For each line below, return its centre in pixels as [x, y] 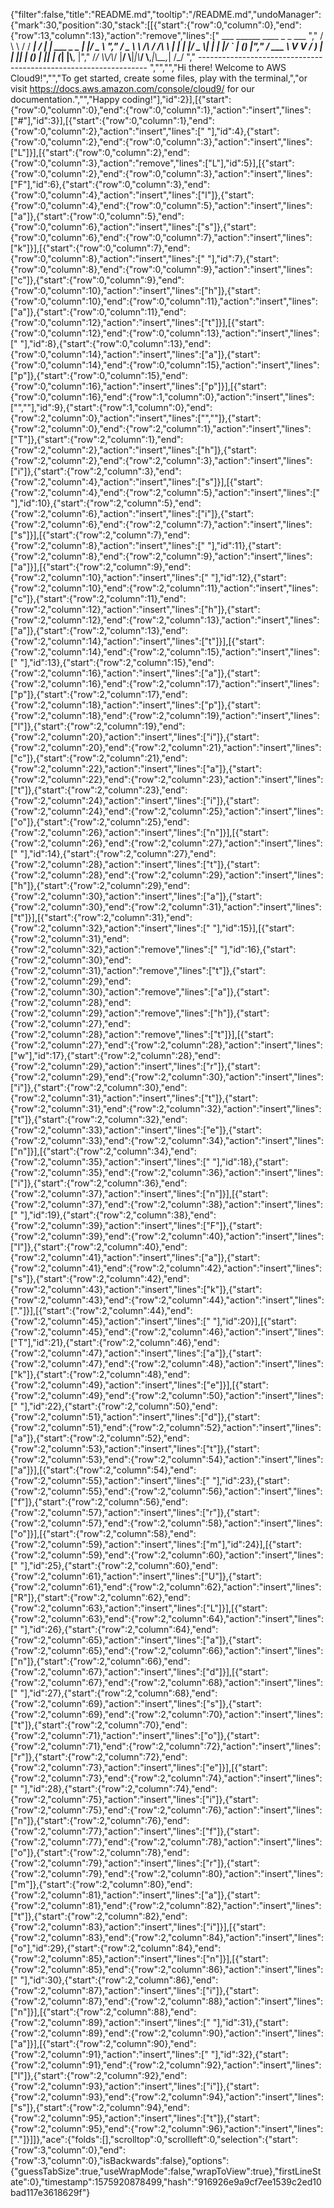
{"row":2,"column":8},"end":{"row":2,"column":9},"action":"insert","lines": [161, 556]
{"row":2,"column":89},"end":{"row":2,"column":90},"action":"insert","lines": [167, 2033]
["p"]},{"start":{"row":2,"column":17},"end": [99, 694]
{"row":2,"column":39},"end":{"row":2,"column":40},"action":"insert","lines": [167, 1236]
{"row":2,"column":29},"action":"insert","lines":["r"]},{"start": [135, 1066]
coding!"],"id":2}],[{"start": [176, 99]
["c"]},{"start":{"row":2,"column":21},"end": [99, 758]
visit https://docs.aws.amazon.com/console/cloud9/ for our [132, 88]
